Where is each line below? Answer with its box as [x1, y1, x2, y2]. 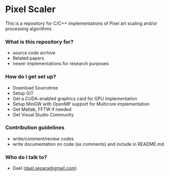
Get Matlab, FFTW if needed [12, 106, 72, 112]
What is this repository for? [5, 38, 74, 45]
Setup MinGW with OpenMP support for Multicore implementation [12, 101, 150, 107]
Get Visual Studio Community [12, 111, 74, 117]
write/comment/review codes [12, 136, 74, 142]
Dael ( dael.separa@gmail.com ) [12, 165, 77, 171]
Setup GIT [12, 90, 34, 96]
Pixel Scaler [5, 4, 56, 15]
